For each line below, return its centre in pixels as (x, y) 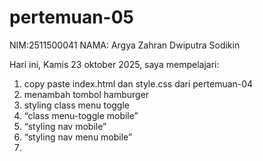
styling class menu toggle (76, 105)
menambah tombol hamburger (86, 94)
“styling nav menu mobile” (78, 137)
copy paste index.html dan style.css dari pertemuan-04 (138, 83)
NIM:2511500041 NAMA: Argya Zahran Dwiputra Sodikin (125, 45)
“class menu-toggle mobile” (81, 115)
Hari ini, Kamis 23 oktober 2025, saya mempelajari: (114, 64)
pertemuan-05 (72, 17)
